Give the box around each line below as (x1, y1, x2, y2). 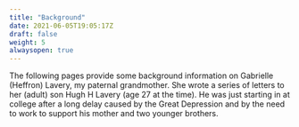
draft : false (9, 29, 58, 38)
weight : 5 (9, 37, 46, 47)
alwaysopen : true (9, 46, 74, 55)
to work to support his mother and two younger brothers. (9, 108, 219, 119)
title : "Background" (9, 12, 87, 22)
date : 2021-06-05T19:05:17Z (9, 21, 114, 30)
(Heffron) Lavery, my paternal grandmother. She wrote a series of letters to (9, 80, 285, 91)
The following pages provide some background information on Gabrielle (9, 70, 274, 81)
